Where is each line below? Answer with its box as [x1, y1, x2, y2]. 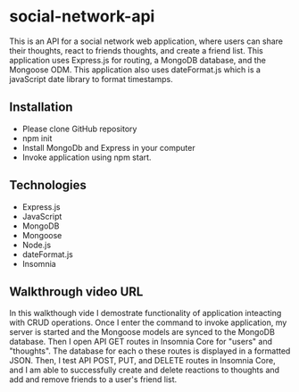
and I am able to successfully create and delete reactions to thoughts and [9, 364, 279, 376]
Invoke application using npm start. [21, 152, 152, 163]
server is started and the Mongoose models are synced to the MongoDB [9, 327, 275, 338]
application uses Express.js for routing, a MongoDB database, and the [9, 54, 266, 65]
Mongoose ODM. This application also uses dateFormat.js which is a [9, 64, 262, 75]
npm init [21, 132, 53, 144]
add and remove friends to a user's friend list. [9, 374, 178, 385]
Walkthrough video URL [9, 284, 144, 299]
